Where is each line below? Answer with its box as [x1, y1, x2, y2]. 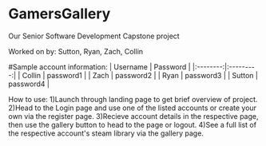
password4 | [8, 79, 50, 89]
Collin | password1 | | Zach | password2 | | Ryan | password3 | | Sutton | [22, 70, 258, 80]
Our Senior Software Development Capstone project [8, 31, 180, 41]
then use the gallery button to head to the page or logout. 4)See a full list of [8, 120, 257, 129]
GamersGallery [8, 5, 111, 23]
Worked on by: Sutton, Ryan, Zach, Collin [8, 46, 144, 56]
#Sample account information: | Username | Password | [8, 61, 191, 72]
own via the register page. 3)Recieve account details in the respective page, [8, 111, 259, 120]
